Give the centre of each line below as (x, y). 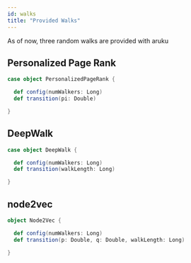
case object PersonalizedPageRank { (61, 79)
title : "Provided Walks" (44, 21)
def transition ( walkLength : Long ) (64, 169)
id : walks (22, 14)
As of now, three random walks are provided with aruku (88, 40)
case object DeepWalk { (42, 150)
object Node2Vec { (34, 220)
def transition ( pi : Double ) (55, 99)
